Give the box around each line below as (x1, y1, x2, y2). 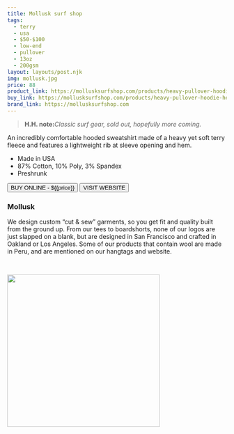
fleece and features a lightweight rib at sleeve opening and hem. (7, 141, 192, 149)
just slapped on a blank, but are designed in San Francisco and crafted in (7, 233, 217, 241)
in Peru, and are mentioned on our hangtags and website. (7, 247, 172, 256)
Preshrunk (17, 169, 47, 178)
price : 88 (7, 82, 36, 88)
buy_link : (7, 95, 36, 102)
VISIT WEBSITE (83, 184, 126, 192)
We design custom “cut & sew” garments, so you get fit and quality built (7, 217, 214, 226)
